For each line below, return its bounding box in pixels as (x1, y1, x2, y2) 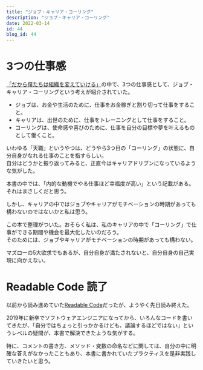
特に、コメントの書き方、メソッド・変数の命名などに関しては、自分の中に (6, 342, 192, 349)
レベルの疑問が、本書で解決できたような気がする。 (11, 329, 139, 337)
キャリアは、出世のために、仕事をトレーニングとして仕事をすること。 (14, 116, 190, 124)
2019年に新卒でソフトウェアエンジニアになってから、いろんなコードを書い (6, 314, 193, 321)
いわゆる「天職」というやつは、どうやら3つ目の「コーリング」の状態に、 (6, 144, 190, 152)
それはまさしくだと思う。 (6, 187, 70, 195)
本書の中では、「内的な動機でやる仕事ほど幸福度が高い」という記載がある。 (6, 180, 195, 187)
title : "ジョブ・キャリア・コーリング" (6, 8, 94, 15)
